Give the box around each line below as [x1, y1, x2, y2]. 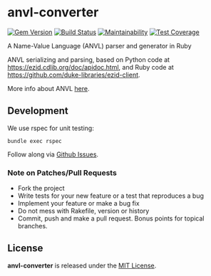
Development [7, 105, 69, 117]
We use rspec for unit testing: [7, 124, 94, 132]
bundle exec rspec [7, 137, 62, 144]
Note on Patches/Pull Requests [7, 168, 118, 178]
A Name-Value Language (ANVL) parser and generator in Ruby [7, 41, 192, 50]
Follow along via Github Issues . [7, 150, 98, 159]
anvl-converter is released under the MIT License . [7, 261, 157, 270]
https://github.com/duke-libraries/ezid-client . [7, 70, 140, 79]
